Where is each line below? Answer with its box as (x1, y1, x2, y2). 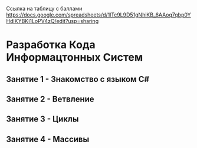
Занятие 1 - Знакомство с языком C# (6, 74, 149, 84)
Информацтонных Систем (6, 51, 143, 64)
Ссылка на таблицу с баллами (6, 5, 83, 12)
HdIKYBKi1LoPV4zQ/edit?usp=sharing (6, 18, 99, 24)
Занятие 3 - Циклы (6, 114, 79, 124)
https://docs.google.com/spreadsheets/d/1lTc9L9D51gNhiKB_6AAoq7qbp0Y (6, 11, 191, 18)
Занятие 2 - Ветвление (6, 94, 94, 104)
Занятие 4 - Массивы (6, 134, 90, 144)
